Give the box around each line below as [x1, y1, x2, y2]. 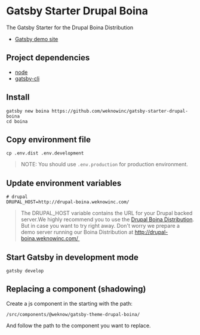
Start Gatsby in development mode [6, 252, 139, 262]
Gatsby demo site [14, 35, 59, 42]
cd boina [6, 118, 28, 125]
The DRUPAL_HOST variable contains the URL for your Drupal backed [20, 210, 193, 217]
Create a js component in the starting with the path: [6, 300, 133, 307]
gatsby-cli [14, 75, 40, 82]
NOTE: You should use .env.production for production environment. [20, 161, 188, 168]
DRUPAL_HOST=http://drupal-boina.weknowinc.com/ [6, 199, 130, 205]
